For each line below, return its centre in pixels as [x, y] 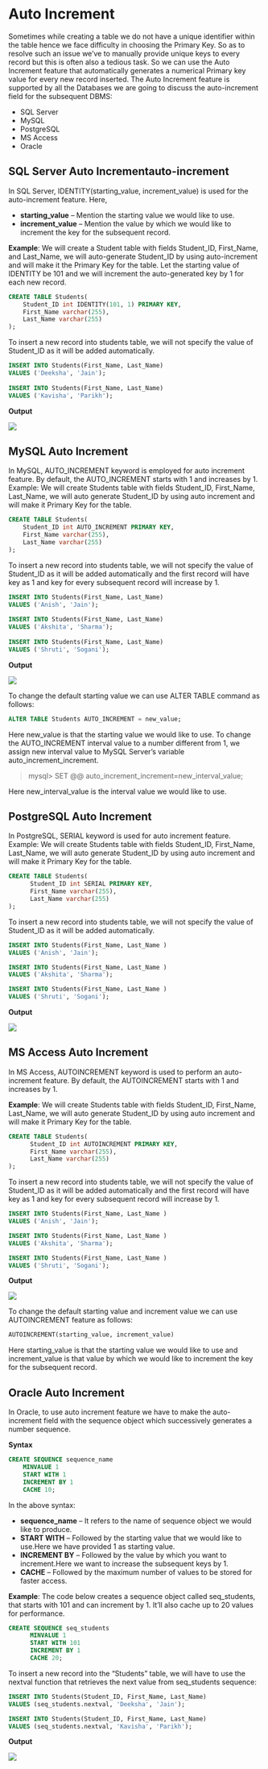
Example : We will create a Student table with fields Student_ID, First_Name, [134, 247]
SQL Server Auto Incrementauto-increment [119, 171]
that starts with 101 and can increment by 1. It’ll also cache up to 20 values [131, 1605]
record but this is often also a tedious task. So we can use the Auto [119, 62]
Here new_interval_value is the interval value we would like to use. [118, 791]
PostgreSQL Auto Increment [80, 816]
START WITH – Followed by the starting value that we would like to [131, 1538]
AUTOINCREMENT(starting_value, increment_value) [91, 1335]
